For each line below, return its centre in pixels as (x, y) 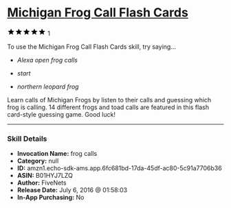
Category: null (38, 161)
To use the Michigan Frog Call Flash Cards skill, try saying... (92, 47)
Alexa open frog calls (47, 60)
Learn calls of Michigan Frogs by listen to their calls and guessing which (109, 100)
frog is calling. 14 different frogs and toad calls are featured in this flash (108, 107)
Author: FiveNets (42, 183)
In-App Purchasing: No (51, 198)
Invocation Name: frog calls (57, 154)
